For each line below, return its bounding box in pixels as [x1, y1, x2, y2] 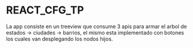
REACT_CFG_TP [6, 4, 84, 17]
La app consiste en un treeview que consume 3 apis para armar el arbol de [6, 23, 187, 30]
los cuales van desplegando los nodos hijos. [6, 35, 113, 42]
